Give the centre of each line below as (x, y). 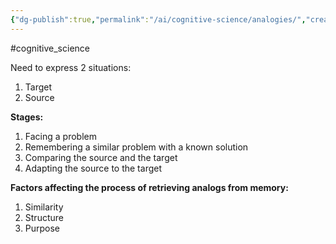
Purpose (42, 228)
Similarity (44, 207)
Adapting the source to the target (93, 168)
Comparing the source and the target (101, 157)
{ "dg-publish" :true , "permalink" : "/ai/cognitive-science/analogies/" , (158, 19)
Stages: (27, 117)
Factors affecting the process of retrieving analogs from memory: (149, 187)
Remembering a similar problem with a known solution (136, 147)
